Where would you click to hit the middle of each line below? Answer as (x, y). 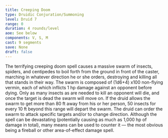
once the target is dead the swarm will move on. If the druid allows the (78, 98)
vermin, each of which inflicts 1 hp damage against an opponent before (78, 87)
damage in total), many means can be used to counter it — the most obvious (84, 125)
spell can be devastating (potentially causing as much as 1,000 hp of (76, 119)
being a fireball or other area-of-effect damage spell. (60, 130)
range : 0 (14, 24)
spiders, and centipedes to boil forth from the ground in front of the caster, (82, 71)
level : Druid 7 (21, 19)
